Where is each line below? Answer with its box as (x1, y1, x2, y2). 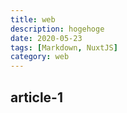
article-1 (10, 89, 63, 106)
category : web (10, 52, 70, 62)
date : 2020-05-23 (10, 33, 83, 43)
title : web (10, 14, 56, 25)
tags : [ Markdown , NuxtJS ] (10, 42, 118, 53)
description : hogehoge (10, 24, 105, 34)
